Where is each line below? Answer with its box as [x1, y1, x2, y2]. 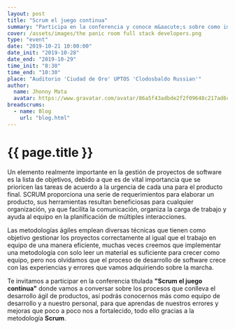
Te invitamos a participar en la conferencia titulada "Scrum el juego [7, 276, 203, 285]
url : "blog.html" [20, 114, 71, 121]
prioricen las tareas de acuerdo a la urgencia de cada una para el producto [7, 183, 223, 191]
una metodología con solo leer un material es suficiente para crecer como [7, 248, 220, 256]
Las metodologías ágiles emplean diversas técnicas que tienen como [7, 225, 206, 234]
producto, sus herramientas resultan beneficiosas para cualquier [7, 197, 194, 206]
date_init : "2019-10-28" [7, 50, 80, 57]
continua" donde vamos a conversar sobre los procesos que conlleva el [7, 284, 216, 293]
